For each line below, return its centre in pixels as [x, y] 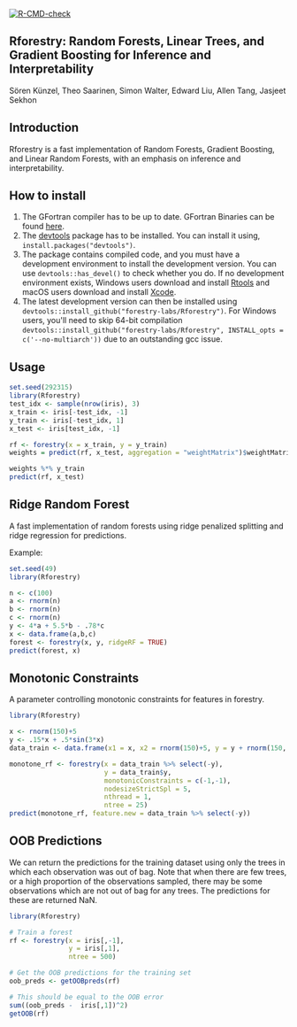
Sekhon [23, 100]
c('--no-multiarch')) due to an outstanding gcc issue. [122, 339]
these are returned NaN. [53, 900]
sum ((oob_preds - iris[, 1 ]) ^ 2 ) [69, 1005]
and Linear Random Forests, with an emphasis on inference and [125, 158]
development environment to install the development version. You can [149, 264]
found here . [43, 227]
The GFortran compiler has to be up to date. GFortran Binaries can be [148, 217]
